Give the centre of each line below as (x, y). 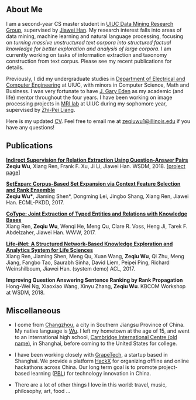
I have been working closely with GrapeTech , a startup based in (91, 355)
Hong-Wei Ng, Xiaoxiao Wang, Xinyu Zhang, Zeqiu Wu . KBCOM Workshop (96, 286)
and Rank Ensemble (31, 190)
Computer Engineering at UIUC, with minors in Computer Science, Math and (98, 85)
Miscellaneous (33, 311)
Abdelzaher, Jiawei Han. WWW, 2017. (51, 232)
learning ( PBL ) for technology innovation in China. (91, 374)
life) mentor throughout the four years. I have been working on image (89, 97)
